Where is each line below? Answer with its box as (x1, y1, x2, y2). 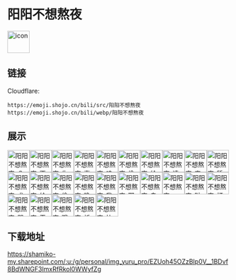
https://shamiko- (7, 250, 56, 259)
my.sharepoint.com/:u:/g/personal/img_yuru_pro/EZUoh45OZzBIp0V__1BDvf (7, 257, 229, 266)
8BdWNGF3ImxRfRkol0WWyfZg (7, 265, 101, 274)
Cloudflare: (7, 86, 40, 95)
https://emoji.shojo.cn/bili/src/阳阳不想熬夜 (7, 101, 141, 108)
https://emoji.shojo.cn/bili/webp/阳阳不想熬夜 (7, 109, 144, 116)
